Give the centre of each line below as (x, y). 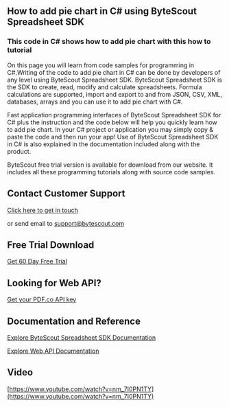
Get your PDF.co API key (42, 300)
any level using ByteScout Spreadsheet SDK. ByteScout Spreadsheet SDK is (115, 80)
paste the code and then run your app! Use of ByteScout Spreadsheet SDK (113, 137)
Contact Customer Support (66, 194)
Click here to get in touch (43, 210)
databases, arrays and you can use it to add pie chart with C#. (95, 102)
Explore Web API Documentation (53, 351)
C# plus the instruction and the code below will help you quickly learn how (112, 122)
